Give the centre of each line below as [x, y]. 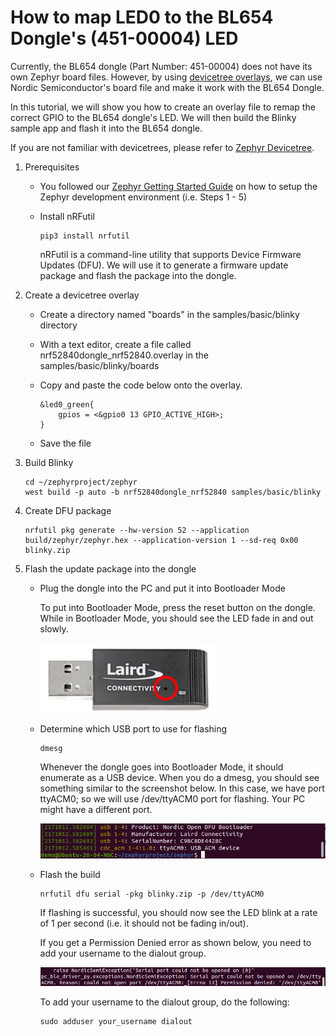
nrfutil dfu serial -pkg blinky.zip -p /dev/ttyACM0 [152, 894]
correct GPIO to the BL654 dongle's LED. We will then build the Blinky [153, 117]
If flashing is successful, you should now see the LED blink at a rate [178, 912]
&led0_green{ [67, 404]
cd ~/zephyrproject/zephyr [81, 482]
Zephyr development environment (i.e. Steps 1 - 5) [143, 197]
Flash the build [70, 874]
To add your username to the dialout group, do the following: [164, 1002]
